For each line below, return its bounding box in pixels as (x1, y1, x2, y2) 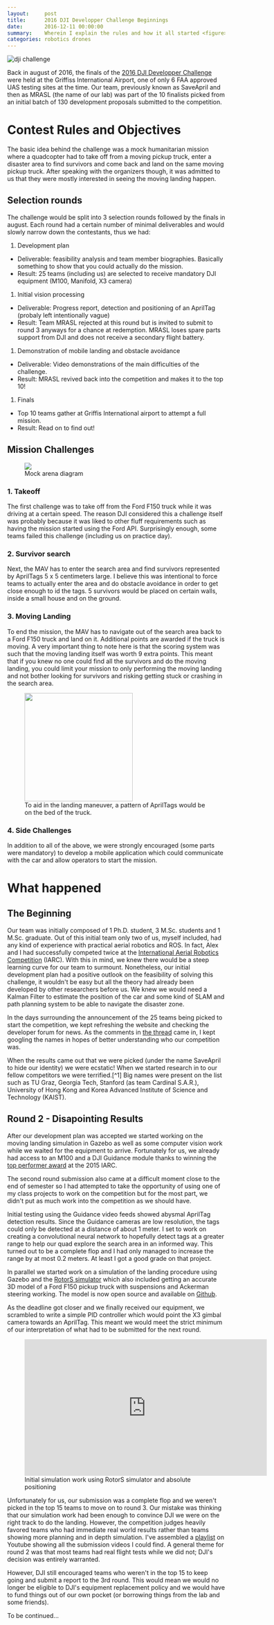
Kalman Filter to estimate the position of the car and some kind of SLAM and (7, 992, 225, 1001)
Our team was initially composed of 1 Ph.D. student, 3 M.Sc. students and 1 (7, 926, 221, 934)
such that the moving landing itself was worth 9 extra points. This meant (7, 649, 213, 657)
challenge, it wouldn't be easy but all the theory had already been (7, 977, 194, 986)
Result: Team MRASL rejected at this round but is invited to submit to (17, 318, 213, 327)
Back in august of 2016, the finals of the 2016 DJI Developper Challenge (7, 69, 212, 77)
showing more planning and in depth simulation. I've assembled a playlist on (7, 1533, 225, 1541)
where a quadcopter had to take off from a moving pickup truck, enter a (7, 153, 212, 161)
